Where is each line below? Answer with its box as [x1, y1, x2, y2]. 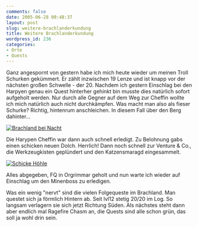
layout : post [6, 20, 38, 25]
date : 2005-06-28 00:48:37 [6, 14, 73, 20]
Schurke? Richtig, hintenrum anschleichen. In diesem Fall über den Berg [6, 106, 181, 113]
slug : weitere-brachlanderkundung [6, 25, 92, 31]
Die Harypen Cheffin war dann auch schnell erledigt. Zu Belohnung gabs [6, 135, 183, 142]
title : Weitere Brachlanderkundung [6, 31, 94, 37]
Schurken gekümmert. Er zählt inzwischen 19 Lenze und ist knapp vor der [6, 75, 186, 82]
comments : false [6, 8, 46, 15]
